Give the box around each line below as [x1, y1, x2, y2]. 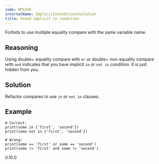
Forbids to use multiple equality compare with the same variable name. [5, 30, 147, 35]
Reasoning [5, 43, 38, 51]
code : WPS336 [5, 7, 32, 12]
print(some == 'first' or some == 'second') [5, 142, 96, 147]
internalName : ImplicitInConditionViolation [5, 12, 96, 16]
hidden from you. [5, 66, 40, 73]
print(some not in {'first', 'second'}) [5, 129, 88, 134]
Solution [5, 81, 31, 89]
